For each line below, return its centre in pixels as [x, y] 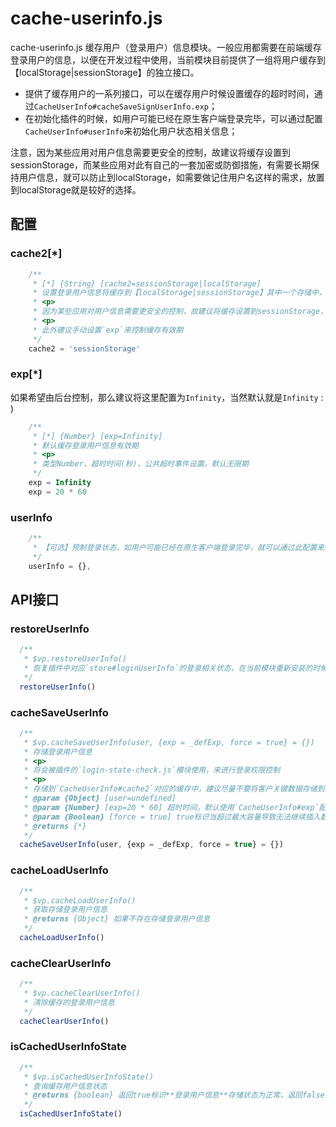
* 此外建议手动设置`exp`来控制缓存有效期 [108, 330]
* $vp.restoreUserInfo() [75, 659]
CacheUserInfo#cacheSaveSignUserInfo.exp [121, 107]
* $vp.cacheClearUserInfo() [82, 993]
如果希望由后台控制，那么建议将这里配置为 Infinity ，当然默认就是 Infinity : [167, 397]
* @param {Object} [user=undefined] [100, 798]
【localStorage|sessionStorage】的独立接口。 [105, 72]
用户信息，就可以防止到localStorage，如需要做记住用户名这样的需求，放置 [171, 177]
